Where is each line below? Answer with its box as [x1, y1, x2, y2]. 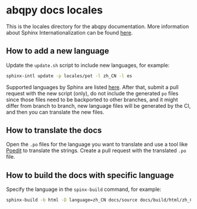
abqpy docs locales [6, 4, 103, 17]
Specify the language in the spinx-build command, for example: [6, 186, 161, 193]
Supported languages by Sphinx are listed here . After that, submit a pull [6, 83, 179, 91]
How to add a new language [6, 46, 110, 56]
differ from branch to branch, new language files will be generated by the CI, [6, 102, 191, 109]
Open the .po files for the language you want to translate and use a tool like [6, 141, 188, 148]
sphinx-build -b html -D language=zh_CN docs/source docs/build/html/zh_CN [6, 197, 195, 203]
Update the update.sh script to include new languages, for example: [6, 61, 170, 68]
